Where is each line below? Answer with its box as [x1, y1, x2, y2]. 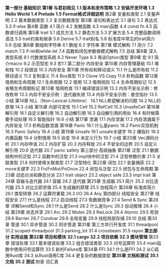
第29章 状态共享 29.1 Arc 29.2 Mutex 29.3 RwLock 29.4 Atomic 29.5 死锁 [10, 209, 159, 215]
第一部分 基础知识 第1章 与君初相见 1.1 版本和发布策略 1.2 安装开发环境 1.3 [5, 5, 155, 10]
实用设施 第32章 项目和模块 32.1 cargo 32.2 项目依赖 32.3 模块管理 [10, 234, 148, 240]
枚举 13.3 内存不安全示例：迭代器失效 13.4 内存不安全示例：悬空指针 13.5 [9, 92, 158, 97]
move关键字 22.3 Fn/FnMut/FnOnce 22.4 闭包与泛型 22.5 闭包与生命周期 [5, 166, 154, 171]
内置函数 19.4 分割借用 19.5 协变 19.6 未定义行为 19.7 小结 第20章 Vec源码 [5, 135, 155, 141]
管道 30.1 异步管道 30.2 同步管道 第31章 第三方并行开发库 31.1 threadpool [10, 221, 159, 227]
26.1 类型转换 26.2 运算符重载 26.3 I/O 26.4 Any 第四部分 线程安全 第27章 [5, 191, 155, 196]
